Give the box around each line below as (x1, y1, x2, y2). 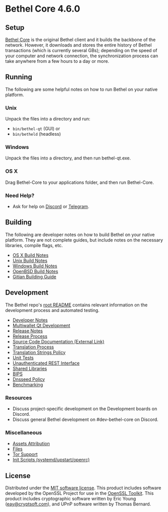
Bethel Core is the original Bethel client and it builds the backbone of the (5, 36, 156, 43)
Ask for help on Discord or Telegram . (12, 204, 89, 209)
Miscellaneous (5, 429, 42, 436)
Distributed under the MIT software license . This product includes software (5, 485, 161, 491)
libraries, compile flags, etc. (5, 242, 63, 248)
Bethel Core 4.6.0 (5, 3, 81, 15)
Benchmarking (12, 381, 43, 387)
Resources (5, 394, 32, 401)
